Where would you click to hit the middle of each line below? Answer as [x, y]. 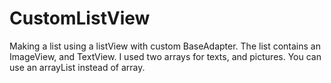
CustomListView [80, 18]
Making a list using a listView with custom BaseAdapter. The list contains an [165, 46]
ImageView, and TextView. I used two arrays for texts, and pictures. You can [165, 56]
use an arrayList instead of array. [77, 67]
